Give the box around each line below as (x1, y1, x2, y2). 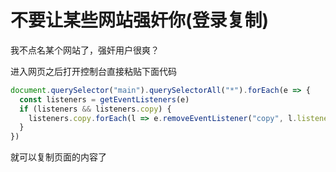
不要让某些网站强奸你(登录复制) (10, 9, 270, 32)
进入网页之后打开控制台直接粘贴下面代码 (10, 65, 177, 77)
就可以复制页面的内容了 (10, 151, 107, 163)
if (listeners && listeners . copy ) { (19, 104, 172, 114)
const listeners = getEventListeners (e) (19, 94, 190, 105)
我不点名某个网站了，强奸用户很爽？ (10, 44, 160, 56)
